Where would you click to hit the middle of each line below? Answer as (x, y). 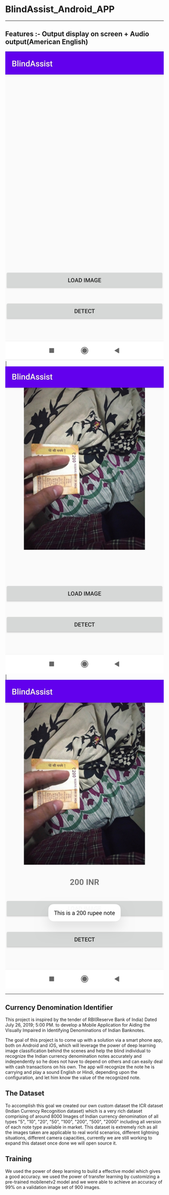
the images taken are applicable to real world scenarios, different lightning (82, 1132)
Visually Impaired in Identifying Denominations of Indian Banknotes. (75, 1030)
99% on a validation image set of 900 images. (53, 1187)
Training (19, 1159)
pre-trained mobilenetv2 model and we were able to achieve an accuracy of (84, 1182)
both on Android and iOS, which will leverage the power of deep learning (80, 1045)
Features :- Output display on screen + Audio (77, 34)
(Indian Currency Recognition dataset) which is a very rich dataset (74, 1111)
